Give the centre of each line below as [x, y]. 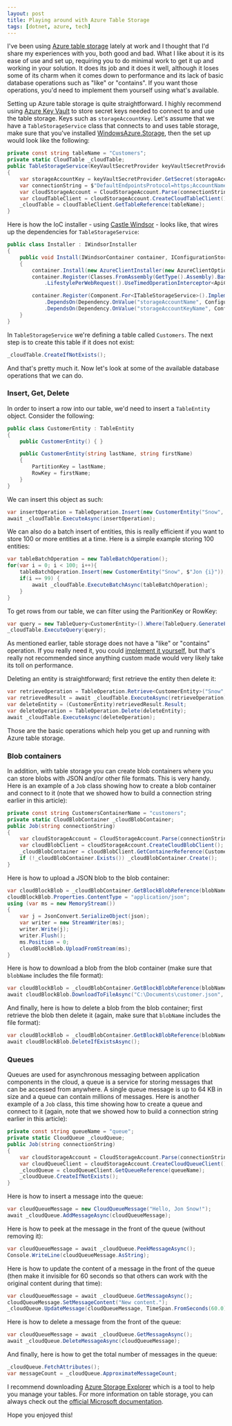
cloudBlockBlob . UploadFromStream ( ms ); [75, 949]
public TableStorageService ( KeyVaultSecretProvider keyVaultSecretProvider [118, 166]
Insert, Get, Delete [38, 394]
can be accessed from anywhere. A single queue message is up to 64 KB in [115, 1089]
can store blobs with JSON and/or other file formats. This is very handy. [109, 778]
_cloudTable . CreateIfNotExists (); [57, 355]
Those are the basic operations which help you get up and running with [109, 730]
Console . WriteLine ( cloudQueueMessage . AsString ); [78, 1255]
